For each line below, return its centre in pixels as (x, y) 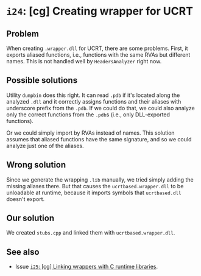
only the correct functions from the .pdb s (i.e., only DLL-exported (88, 115)
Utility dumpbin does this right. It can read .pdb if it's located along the (93, 95)
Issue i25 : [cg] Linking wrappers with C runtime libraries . (86, 267)
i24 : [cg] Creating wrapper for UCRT (100, 11)
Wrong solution (36, 165)
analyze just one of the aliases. (45, 146)
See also (23, 252)
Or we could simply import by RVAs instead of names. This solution (90, 133)
